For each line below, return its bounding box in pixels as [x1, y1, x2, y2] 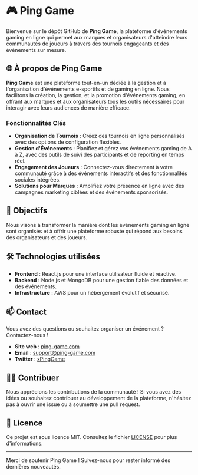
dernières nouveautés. [6, 463, 61, 470]
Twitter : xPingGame [14, 355, 65, 362]
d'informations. [6, 440, 43, 447]
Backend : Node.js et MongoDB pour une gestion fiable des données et [14, 276, 189, 283]
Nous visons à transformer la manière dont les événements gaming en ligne [6, 221, 190, 228]
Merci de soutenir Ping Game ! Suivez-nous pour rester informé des [6, 457, 171, 464]
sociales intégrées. [14, 176, 61, 183]
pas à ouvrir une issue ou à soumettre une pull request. [6, 401, 140, 408]
